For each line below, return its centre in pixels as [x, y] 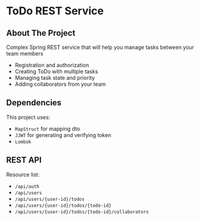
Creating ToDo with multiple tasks [56, 71]
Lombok [23, 142]
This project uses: [28, 117]
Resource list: [23, 175]
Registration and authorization [52, 65]
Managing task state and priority [55, 78]
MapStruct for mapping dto [47, 129]
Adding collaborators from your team [60, 84]
